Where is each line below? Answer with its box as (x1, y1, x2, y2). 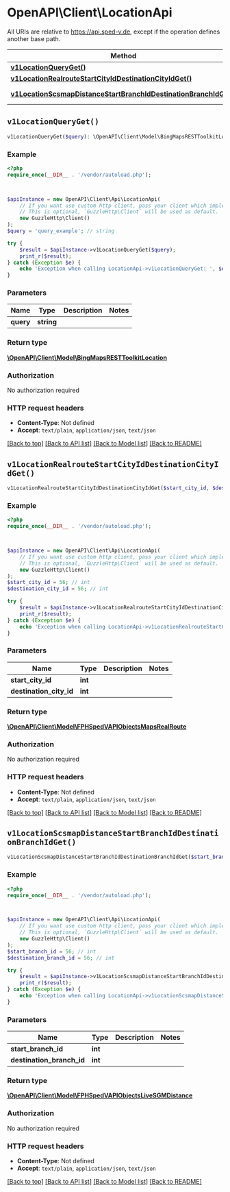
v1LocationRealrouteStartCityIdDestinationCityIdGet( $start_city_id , (7, 485, 210, 491)
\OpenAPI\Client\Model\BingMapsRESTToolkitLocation (7, 353, 168, 361)
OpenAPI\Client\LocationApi (7, 5, 172, 21)
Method (110, 51, 137, 60)
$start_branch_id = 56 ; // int (7, 948, 97, 955)
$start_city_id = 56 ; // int (7, 579, 90, 586)
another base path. (7, 34, 61, 42)
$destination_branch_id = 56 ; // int (7, 954, 115, 961)
